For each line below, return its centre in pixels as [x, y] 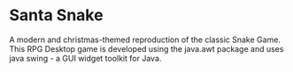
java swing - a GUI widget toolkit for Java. [85, 58]
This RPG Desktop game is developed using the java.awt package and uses [146, 48]
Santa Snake [56, 15]
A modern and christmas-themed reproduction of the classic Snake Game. [145, 40]
